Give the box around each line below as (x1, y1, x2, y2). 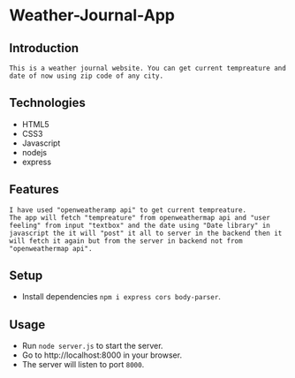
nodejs (21, 147, 47, 157)
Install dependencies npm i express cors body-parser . (21, 291, 221, 302)
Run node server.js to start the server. (21, 341, 163, 352)
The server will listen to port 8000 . (21, 359, 145, 370)
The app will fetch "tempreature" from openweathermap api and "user (9, 213, 271, 222)
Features (9, 182, 59, 197)
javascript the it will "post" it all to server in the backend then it (9, 229, 283, 238)
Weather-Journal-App (9, 5, 175, 26)
